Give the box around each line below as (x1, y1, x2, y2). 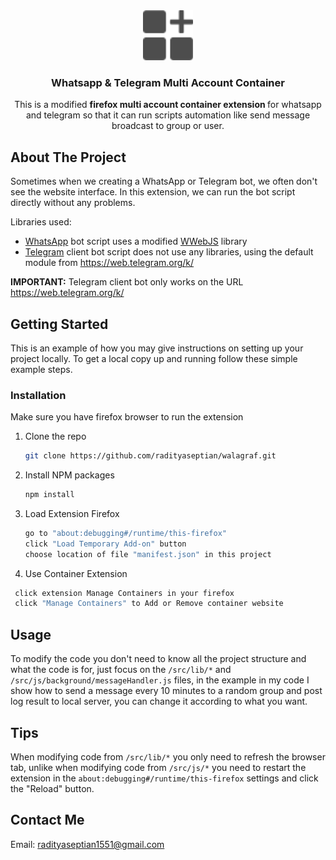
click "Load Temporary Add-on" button (24, 539, 187, 549)
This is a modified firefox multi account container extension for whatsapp (14, 99, 322, 111)
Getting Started (10, 315, 109, 333)
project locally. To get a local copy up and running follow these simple (10, 352, 298, 364)
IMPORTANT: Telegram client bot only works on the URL (10, 276, 244, 288)
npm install (24, 490, 75, 500)
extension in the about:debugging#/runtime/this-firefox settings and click (10, 772, 319, 784)
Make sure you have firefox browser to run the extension (10, 411, 244, 423)
